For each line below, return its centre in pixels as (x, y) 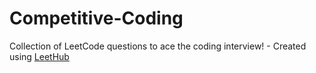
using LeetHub (39, 56)
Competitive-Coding (96, 18)
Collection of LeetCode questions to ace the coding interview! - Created (158, 46)
